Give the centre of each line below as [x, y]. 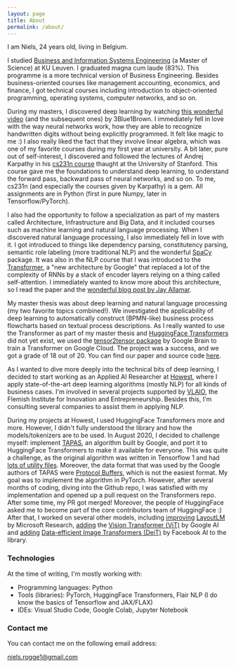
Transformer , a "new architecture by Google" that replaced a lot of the [109, 267]
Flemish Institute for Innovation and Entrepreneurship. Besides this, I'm [110, 399]
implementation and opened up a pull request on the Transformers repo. [112, 495]
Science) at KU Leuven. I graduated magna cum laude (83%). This [103, 68]
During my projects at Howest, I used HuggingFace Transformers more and [116, 420]
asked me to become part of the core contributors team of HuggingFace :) [115, 510]
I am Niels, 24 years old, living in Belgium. [68, 47]
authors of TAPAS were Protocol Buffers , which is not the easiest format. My [118, 473]
